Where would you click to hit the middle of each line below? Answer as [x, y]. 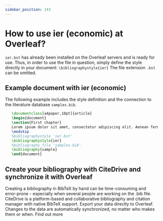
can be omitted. [21, 73]
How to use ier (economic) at [64, 33]
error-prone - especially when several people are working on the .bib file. [78, 193]
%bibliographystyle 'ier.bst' [42, 136]
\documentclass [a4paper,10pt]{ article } [52, 114]
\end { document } [27, 154]
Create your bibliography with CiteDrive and [73, 169]
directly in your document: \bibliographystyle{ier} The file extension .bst [80, 67]
